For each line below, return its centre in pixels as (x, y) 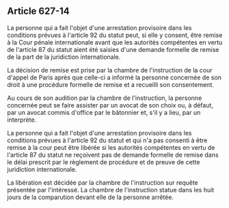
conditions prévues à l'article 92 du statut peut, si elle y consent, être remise (115, 35)
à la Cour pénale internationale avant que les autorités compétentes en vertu (115, 42)
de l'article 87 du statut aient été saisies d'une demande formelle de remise (113, 49)
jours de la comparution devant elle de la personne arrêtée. (91, 197)
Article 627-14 (38, 11)
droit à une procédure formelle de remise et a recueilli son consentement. (110, 84)
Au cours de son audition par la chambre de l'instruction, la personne (105, 98)
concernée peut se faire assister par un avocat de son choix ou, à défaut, (110, 105)
